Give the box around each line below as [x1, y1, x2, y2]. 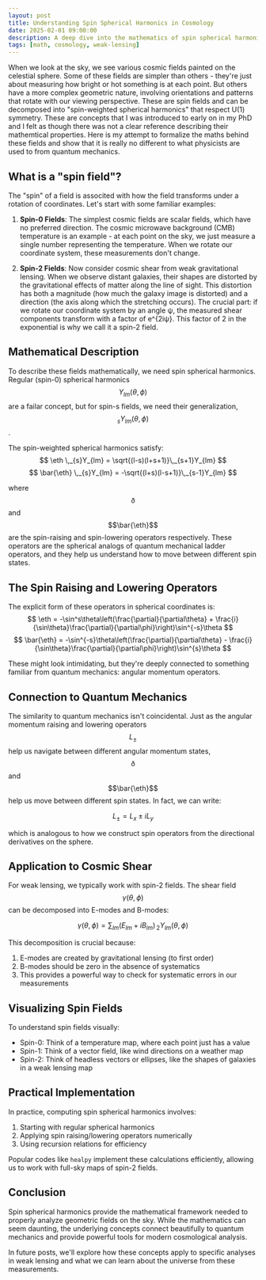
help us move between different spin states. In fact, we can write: [8, 796, 222, 805]
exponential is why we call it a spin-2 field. [19, 322, 158, 332]
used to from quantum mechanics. [8, 147, 120, 157]
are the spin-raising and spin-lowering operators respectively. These [8, 533, 232, 542]
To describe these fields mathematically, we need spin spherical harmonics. [8, 366, 256, 376]
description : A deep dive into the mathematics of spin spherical [8, 33, 232, 42]
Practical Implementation [8, 1086, 135, 1100]
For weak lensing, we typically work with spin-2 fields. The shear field [8, 880, 236, 891]
